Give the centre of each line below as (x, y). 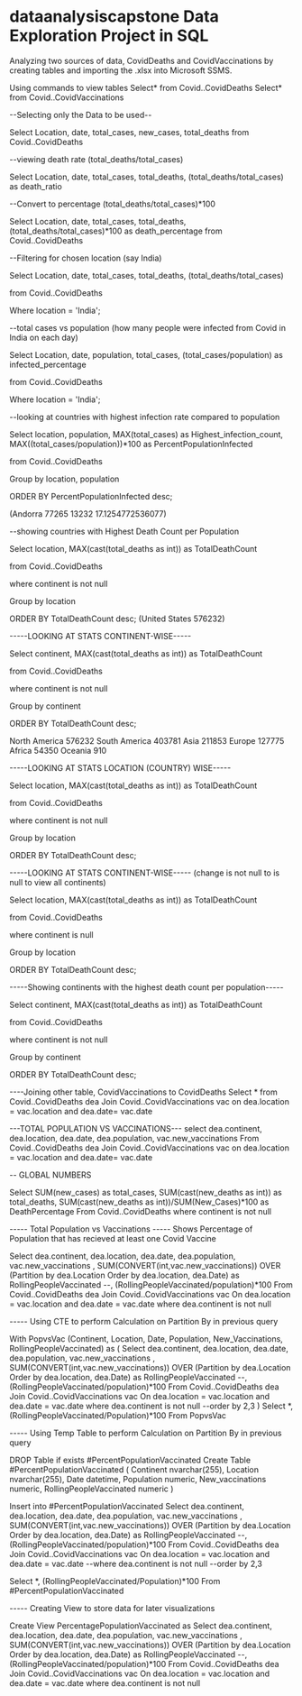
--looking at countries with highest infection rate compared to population (145, 417)
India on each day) (44, 337)
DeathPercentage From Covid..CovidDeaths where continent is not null (141, 1211)
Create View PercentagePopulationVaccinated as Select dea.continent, (141, 1626)
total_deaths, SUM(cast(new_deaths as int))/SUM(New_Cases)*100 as (139, 1202)
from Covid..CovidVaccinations (67, 97)
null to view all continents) (58, 882)
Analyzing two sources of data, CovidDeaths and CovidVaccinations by (142, 60)
